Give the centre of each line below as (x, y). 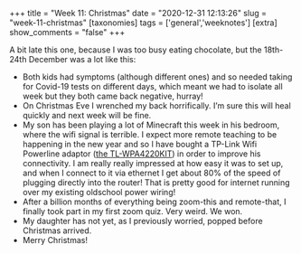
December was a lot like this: (82, 59)
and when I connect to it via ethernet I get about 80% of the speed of (151, 173)
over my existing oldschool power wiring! (99, 192)
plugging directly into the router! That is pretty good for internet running (156, 183)
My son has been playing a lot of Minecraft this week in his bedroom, (151, 125)
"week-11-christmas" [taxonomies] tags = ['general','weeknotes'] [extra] (143, 23)
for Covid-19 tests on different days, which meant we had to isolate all (152, 86)
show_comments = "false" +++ (67, 32)
